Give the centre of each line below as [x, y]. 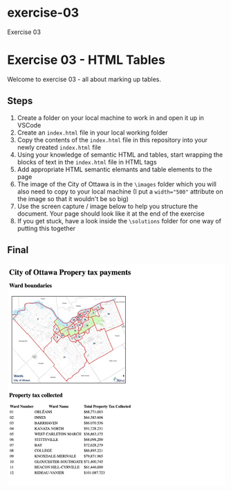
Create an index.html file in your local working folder [92, 132]
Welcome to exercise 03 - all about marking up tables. [84, 79]
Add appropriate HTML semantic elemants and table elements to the [114, 169]
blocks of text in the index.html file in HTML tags [87, 162]
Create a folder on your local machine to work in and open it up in [110, 118]
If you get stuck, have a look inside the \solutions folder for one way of [119, 221]
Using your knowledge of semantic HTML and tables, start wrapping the [120, 155]
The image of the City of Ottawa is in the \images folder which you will [117, 184]
